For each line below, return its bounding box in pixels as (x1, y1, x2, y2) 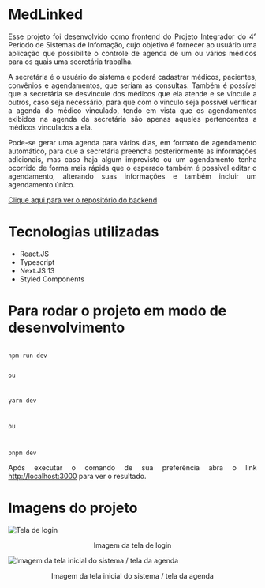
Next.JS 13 (19, 266, 55, 275)
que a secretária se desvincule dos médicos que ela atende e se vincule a (8, 89, 257, 98)
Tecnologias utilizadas (8, 223, 159, 241)
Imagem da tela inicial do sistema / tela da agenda (50, 571, 215, 581)
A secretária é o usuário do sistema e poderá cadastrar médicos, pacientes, (8, 72, 257, 81)
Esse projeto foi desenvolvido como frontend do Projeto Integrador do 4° (8, 32, 257, 41)
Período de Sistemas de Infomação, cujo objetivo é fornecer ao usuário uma (8, 40, 257, 49)
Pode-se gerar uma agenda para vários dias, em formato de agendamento (8, 138, 257, 147)
